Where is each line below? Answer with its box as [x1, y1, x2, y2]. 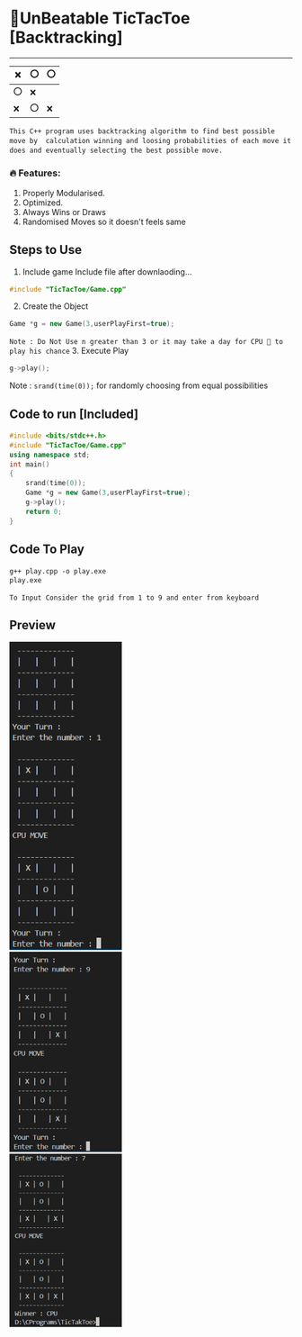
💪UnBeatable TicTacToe [9, 8, 191, 29]
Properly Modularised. [22, 187, 105, 198]
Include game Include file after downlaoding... [22, 266, 192, 277]
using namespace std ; [9, 450, 91, 459]
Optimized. [22, 197, 63, 208]
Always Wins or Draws [22, 206, 106, 217]
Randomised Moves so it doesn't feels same [22, 216, 187, 227]
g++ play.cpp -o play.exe [9, 566, 106, 575]
